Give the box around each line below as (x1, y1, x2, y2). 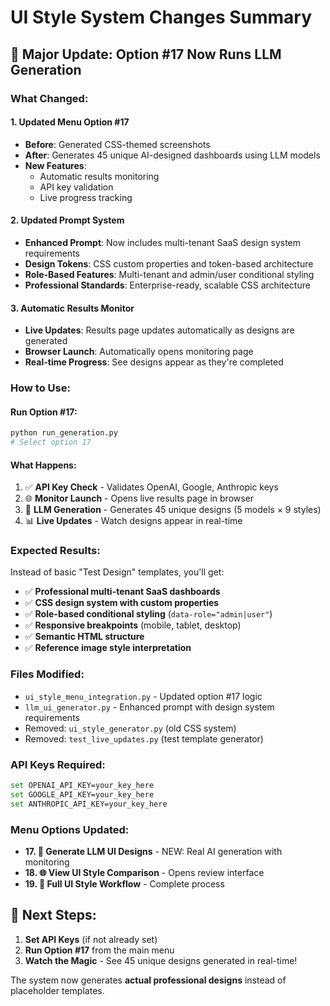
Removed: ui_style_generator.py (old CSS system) (24, 722, 237, 734)
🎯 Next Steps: (10, 907, 97, 924)
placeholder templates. (10, 984, 105, 996)
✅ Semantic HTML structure (24, 631, 145, 643)
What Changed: (10, 91, 89, 105)
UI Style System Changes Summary (10, 6, 313, 29)
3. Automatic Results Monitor (10, 302, 135, 314)
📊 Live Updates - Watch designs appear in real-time (24, 515, 243, 527)
